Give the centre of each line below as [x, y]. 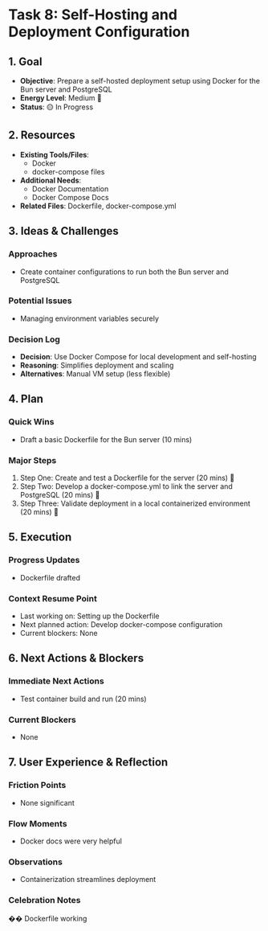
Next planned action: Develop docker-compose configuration [121, 625]
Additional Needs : [51, 180]
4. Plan [26, 399]
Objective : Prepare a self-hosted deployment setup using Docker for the [140, 81]
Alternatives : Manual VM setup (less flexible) [95, 374]
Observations [35, 862]
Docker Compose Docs [71, 197]
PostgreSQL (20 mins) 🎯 [60, 495]
